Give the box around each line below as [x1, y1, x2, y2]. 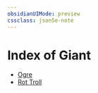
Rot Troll [17, 78, 42, 87]
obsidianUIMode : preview [7, 10, 80, 18]
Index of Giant [7, 47, 92, 63]
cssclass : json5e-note [7, 17, 74, 24]
